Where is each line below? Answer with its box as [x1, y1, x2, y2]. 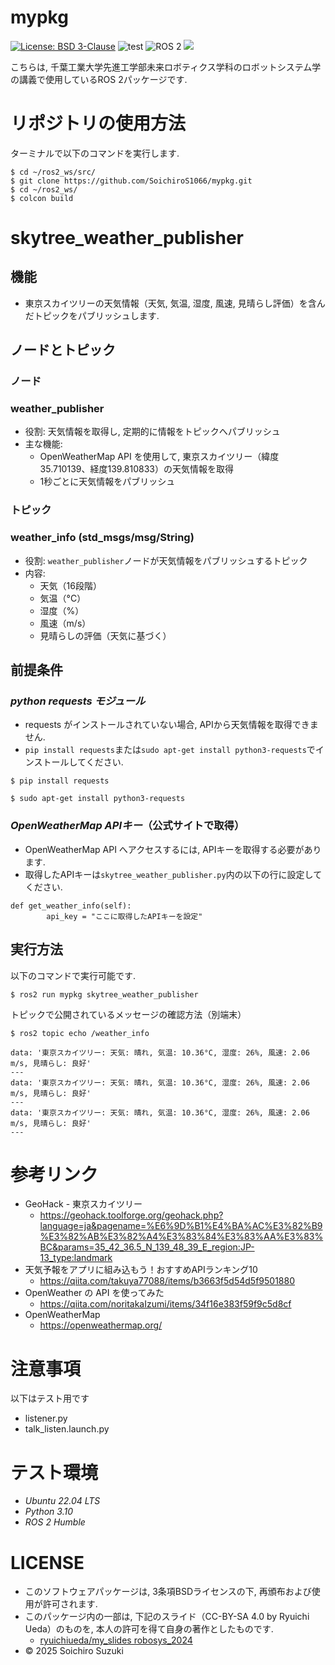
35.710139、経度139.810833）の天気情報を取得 [39, 463, 235, 475]
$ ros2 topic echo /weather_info [10, 1028, 150, 1038]
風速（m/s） [39, 617, 92, 629]
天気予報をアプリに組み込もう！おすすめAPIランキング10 [24, 1264, 258, 1276]
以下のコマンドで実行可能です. [10, 969, 137, 981]
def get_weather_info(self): [10, 901, 132, 911]
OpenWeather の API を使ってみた [24, 1287, 165, 1299]
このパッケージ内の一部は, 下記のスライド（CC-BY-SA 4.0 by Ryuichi [24, 1611, 310, 1623]
